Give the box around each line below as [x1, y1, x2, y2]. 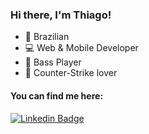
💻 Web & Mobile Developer [24, 42, 139, 54]
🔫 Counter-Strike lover [24, 67, 118, 79]
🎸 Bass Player [24, 56, 82, 68]
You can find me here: [10, 89, 104, 102]
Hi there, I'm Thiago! [10, 8, 112, 22]
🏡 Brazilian [24, 31, 70, 43]
